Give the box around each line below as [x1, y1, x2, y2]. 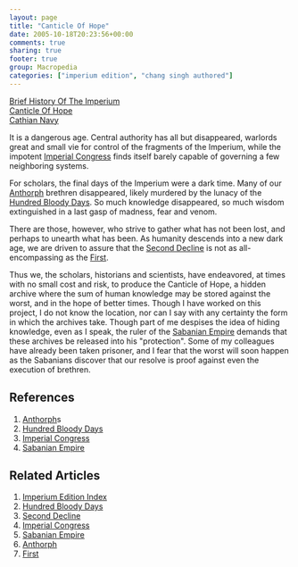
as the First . [65, 252, 109, 263]
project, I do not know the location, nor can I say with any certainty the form [9, 307, 288, 318]
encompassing [9, 252, 64, 263]
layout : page [9, 13, 58, 22]
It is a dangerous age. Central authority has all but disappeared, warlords [9, 131, 277, 143]
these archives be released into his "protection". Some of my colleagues [9, 336, 275, 346]
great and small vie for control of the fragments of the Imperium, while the [9, 141, 281, 152]
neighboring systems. [9, 160, 89, 171]
